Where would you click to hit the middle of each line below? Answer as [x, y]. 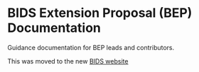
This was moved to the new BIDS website [68, 61]
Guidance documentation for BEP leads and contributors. [91, 47]
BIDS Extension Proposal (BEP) [100, 13]
